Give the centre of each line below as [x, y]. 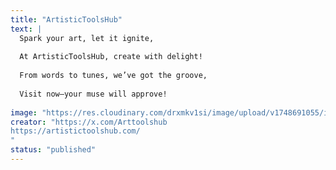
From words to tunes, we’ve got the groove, [113, 76]
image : [24, 112]
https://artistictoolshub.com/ [75, 131]
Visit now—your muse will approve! [93, 94]
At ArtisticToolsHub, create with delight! [111, 57]
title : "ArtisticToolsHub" [66, 19]
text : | [26, 29]
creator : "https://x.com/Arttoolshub [89, 122]
